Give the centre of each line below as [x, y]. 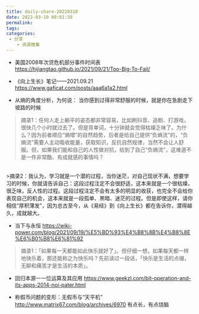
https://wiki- [57, 225]
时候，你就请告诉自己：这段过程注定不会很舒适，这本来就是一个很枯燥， [105, 183]
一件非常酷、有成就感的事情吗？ [65, 157]
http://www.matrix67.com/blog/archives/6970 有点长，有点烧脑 [92, 304]
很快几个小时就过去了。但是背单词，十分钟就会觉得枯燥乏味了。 [98, 127]
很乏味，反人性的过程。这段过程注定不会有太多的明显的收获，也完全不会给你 [99, 191]
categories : [21, 34]
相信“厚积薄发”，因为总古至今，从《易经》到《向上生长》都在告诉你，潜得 [97, 206]
